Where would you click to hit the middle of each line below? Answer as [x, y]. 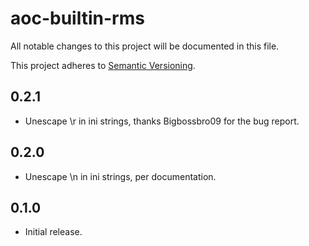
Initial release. [53, 232]
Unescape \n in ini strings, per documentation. [120, 176]
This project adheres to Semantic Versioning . [103, 65]
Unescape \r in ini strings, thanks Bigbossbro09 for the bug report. [162, 121]
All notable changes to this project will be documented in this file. [145, 46]
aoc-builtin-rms [77, 18]
